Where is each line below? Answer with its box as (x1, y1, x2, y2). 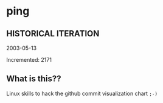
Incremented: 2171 (6, 56, 52, 63)
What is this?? (6, 74, 61, 84)
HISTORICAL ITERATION (6, 28, 100, 39)
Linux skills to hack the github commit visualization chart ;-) (6, 90, 158, 97)
